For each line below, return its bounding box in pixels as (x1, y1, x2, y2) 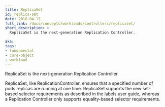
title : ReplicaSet (5, 7, 43, 12)
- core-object (5, 53, 34, 58)
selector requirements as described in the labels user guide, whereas (19, 91, 159, 97)
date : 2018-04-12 (5, 16, 41, 21)
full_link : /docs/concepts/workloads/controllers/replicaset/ (5, 21, 135, 26)
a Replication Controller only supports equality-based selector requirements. (5, 96, 161, 102)
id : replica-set (5, 12, 38, 17)
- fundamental (5, 48, 34, 53)
